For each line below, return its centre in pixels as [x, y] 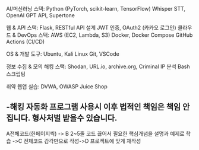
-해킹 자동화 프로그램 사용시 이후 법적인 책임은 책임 [94, 107]
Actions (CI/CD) [26, 42]
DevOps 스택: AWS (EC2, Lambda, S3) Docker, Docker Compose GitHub [105, 35]
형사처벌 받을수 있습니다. [75, 118]
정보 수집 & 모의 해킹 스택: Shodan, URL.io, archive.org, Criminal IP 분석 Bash [98, 66]
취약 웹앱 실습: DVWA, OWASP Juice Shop [57, 87]
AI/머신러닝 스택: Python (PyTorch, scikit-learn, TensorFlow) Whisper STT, [96, 9]
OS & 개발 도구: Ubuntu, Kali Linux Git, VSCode [63, 54]
